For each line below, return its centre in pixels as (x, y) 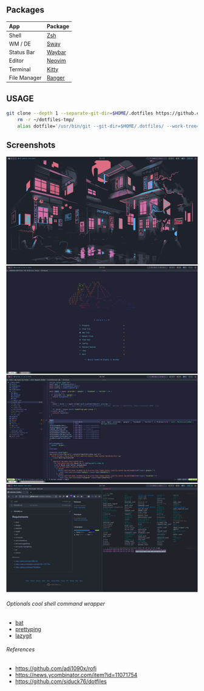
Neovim (56, 61)
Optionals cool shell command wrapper (56, 604)
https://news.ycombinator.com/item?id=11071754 (76, 675)
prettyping (28, 629)
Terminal (20, 69)
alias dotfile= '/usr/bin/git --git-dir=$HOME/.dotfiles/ (91, 126)
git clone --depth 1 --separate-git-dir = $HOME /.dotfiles (80, 113)
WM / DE (20, 44)
